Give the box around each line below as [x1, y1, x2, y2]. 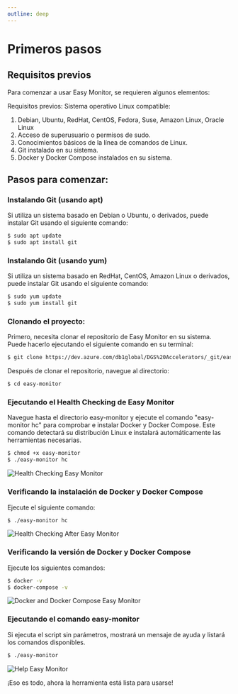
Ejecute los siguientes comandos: [7, 563, 106, 572]
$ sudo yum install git [7, 299, 78, 307]
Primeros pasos [7, 40, 102, 57]
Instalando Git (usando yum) [7, 255, 108, 265]
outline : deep [7, 10, 50, 18]
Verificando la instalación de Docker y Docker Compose [7, 487, 203, 497]
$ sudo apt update [7, 232, 62, 240]
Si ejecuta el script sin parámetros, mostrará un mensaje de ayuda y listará [7, 630, 225, 639]
